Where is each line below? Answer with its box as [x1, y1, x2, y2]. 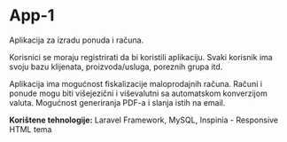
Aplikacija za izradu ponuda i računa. [9, 35, 144, 45]
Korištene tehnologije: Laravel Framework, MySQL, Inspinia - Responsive [9, 114, 279, 125]
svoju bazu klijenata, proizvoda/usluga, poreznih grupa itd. [9, 61, 223, 72]
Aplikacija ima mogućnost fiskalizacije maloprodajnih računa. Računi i [9, 78, 263, 89]
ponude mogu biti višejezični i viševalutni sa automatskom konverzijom [9, 88, 268, 99]
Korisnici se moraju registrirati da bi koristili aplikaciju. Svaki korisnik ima [9, 51, 273, 62]
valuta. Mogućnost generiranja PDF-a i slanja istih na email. [9, 97, 226, 107]
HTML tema [9, 123, 52, 134]
